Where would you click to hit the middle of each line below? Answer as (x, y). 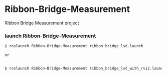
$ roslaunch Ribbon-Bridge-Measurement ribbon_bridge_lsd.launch (74, 46)
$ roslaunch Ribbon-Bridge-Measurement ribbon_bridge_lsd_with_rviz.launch (85, 68)
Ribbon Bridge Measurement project (42, 23)
